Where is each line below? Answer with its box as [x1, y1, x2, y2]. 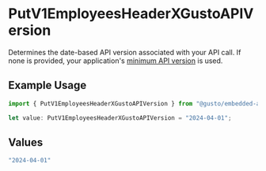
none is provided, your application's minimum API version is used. [8, 56, 223, 65]
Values [8, 136, 44, 149]
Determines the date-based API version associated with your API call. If [8, 47, 241, 57]
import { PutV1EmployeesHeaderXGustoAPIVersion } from [8, 99, 193, 107]
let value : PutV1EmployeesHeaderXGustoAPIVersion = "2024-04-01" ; [8, 113, 232, 122]
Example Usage [8, 79, 87, 92]
